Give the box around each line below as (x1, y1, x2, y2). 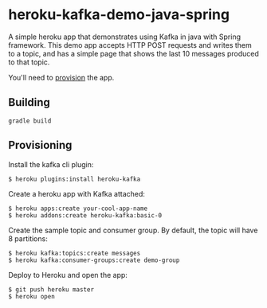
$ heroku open (8, 292, 56, 300)
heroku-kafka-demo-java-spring (8, 6, 230, 24)
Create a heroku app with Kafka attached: (8, 189, 146, 198)
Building (8, 96, 50, 109)
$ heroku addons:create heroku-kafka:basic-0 (8, 211, 162, 220)
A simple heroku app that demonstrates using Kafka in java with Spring (8, 32, 241, 41)
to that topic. (8, 57, 50, 67)
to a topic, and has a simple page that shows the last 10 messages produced (8, 49, 259, 58)
